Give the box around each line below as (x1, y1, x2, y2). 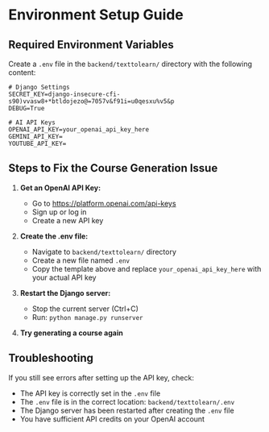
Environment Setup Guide (8, 6, 184, 24)
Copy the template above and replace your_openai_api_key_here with (31, 264, 262, 273)
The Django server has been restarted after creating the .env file (19, 405, 235, 415)
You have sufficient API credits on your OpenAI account (19, 413, 205, 424)
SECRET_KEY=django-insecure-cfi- (8, 90, 121, 98)
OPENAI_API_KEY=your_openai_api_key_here (8, 126, 150, 134)
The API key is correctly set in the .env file (19, 388, 161, 398)
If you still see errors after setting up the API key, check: (8, 372, 195, 382)
